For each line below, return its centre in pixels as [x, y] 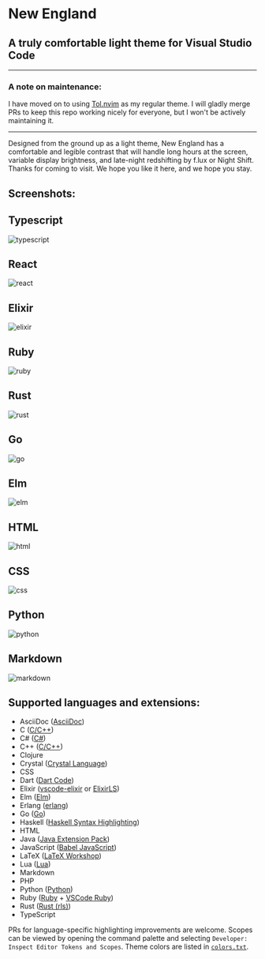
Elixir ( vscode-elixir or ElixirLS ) [69, 789]
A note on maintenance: [55, 86]
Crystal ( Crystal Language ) [63, 764]
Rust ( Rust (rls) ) [45, 906]
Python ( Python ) [46, 889]
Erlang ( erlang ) [44, 806]
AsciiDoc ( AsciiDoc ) [52, 722]
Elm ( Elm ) [35, 797]
